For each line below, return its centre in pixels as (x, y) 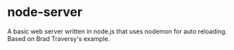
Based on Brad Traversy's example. (59, 38)
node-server (45, 12)
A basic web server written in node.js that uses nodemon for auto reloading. (117, 31)
